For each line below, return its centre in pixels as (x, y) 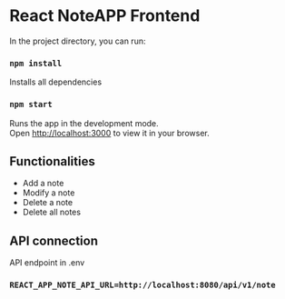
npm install (36, 63)
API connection (54, 240)
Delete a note (48, 203)
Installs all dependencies (56, 82)
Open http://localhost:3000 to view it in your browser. (110, 133)
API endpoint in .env (47, 263)
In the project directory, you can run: (78, 41)
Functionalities (52, 161)
